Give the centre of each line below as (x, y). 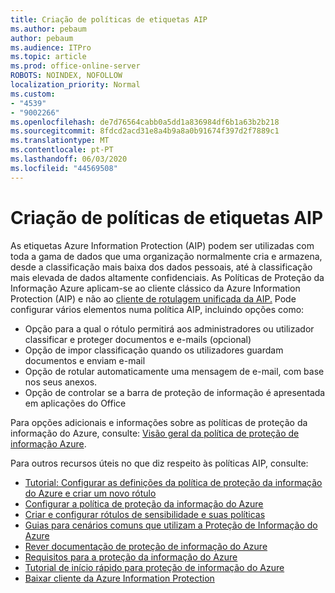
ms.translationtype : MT (60, 141)
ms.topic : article (48, 57)
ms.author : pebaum (48, 29)
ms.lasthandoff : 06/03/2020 (69, 159)
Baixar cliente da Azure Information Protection (119, 578)
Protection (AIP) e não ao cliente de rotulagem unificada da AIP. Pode (153, 298)
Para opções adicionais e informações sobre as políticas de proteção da (159, 422)
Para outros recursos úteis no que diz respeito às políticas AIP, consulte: (159, 463)
